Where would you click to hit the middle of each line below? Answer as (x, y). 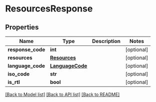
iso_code (19, 74)
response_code (26, 49)
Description (106, 41)
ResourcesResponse (49, 9)
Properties (22, 27)
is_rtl (14, 82)
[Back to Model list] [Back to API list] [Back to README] (62, 94)
